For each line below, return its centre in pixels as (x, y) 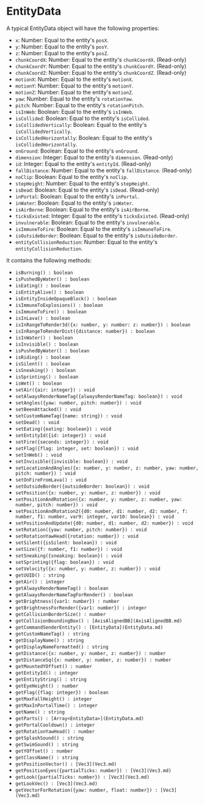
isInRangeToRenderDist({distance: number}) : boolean (85, 331)
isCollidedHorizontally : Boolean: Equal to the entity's (84, 138)
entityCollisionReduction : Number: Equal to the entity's (86, 242)
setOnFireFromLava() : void (51, 480)
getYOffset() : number (44, 751)
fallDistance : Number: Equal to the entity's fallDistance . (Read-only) (104, 170)
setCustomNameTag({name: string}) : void (68, 416)
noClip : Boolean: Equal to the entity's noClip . (71, 176)
